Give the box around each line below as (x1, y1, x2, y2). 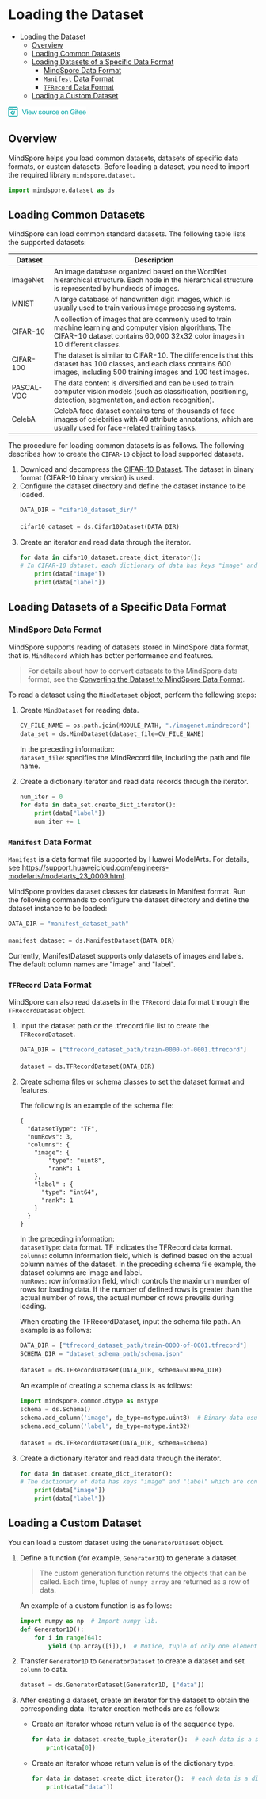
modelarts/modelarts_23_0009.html (8, 871, 124, 881)
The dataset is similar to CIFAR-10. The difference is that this (54, 350, 253, 360)
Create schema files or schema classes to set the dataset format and (19, 1077, 245, 1086)
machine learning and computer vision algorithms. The (54, 323, 232, 332)
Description (134, 255, 174, 265)
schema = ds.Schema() (19, 1406, 91, 1414)
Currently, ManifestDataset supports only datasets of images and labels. (8, 951, 244, 960)
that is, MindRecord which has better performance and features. (8, 650, 214, 660)
